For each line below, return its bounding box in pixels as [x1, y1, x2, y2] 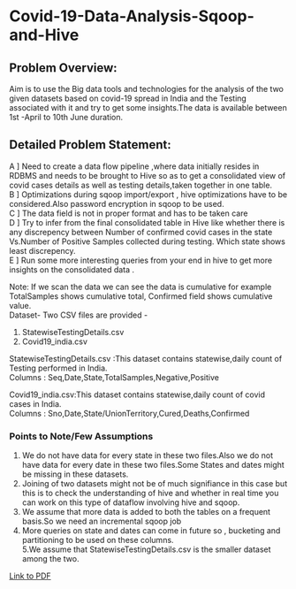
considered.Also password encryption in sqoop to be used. [9, 198, 224, 209]
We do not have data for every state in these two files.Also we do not [21, 450, 274, 461]
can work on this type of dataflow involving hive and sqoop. [21, 497, 240, 508]
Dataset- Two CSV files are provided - [9, 310, 148, 320]
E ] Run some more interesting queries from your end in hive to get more [9, 255, 272, 265]
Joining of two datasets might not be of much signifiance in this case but [21, 478, 288, 489]
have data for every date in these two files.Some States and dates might [21, 460, 285, 470]
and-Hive [9, 25, 80, 45]
